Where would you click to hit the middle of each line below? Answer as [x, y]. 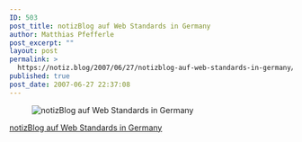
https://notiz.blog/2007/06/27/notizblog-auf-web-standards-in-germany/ [156, 68]
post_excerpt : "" [42, 43]
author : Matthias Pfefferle [62, 34]
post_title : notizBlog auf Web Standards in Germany [110, 26]
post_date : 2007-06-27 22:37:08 [70, 84]
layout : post [34, 51]
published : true [40, 76]
